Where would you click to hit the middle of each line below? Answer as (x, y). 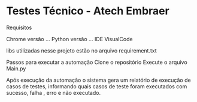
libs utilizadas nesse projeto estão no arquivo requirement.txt (81, 50)
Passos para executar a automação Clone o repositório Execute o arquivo (97, 62)
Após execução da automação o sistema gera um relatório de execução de (99, 80)
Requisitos (19, 27)
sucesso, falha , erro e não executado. (53, 92)
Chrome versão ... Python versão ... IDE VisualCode (69, 39)
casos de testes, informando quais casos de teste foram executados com (97, 86)
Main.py (16, 68)
